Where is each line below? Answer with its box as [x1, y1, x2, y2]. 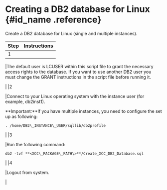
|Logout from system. [5, 169, 50, 175]
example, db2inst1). [5, 98, 45, 104]
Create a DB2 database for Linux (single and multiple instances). [5, 30, 138, 36]
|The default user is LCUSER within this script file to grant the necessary [5, 63, 154, 69]
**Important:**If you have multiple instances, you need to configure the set [5, 108, 162, 114]
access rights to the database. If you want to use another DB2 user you [5, 69, 152, 75]
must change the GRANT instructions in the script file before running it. [5, 74, 151, 80]
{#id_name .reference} [5, 14, 102, 25]
